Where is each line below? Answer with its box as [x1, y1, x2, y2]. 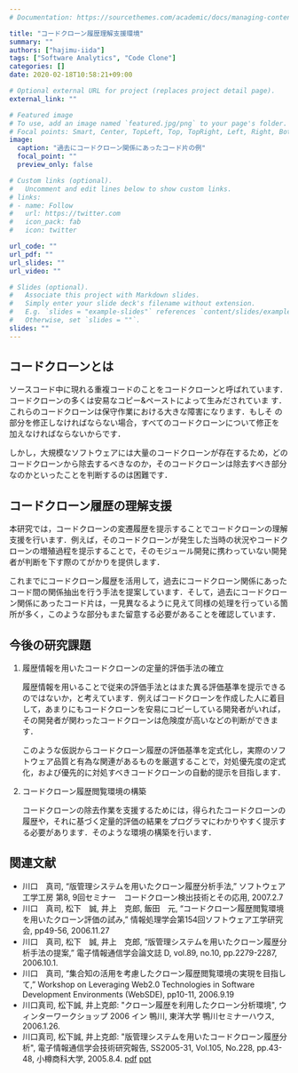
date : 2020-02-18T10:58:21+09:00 [9, 70, 133, 80]
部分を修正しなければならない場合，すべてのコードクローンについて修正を [9, 417, 280, 428]
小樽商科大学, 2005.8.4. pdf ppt [36, 1053, 152, 1064]
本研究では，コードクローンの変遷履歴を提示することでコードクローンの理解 [9, 523, 288, 534]
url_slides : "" [9, 258, 66, 267]
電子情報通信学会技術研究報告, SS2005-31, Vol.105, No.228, [37, 1042, 255, 1053]
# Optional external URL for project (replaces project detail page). [9, 86, 276, 95]
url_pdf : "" [9, 250, 53, 258]
